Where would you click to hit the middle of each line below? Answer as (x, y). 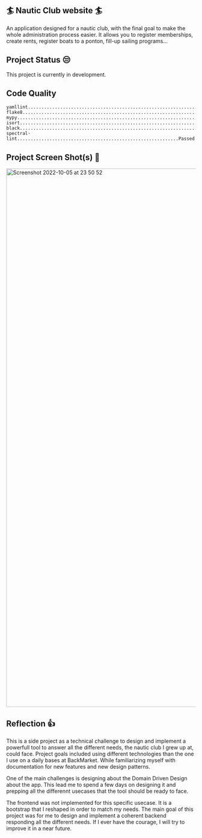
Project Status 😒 (38, 60)
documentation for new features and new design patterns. (78, 767)
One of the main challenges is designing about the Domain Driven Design (97, 778)
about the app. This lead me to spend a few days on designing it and (91, 785)
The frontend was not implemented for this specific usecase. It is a (89, 803)
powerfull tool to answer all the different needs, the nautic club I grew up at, (100, 748)
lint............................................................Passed (101, 139)
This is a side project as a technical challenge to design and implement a (96, 741)
